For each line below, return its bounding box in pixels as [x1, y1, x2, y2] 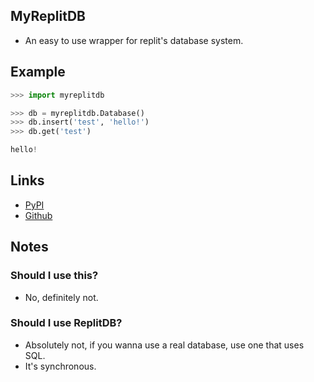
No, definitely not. [24, 291, 99, 303]
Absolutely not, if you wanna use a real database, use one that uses [24, 339, 305, 351]
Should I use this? [10, 269, 99, 283]
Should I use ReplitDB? [10, 316, 123, 330]
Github [24, 209, 53, 221]
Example [10, 64, 66, 81]
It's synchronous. [24, 360, 97, 372]
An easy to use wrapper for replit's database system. [24, 34, 244, 46]
